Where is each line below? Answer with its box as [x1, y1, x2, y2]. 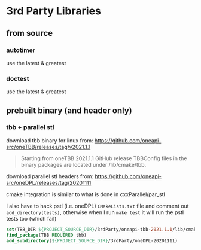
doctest [6, 74, 29, 83]
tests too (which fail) [6, 215, 57, 222]
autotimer [6, 46, 36, 54]
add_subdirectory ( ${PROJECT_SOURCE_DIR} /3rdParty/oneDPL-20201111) [6, 237, 178, 243]
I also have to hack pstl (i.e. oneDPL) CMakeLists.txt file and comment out [6, 202, 190, 209]
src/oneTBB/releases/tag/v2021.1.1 [6, 143, 91, 150]
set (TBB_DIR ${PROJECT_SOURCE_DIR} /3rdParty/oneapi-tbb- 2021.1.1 [6, 226, 172, 233]
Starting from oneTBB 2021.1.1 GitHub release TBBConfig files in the [20, 154, 187, 162]
